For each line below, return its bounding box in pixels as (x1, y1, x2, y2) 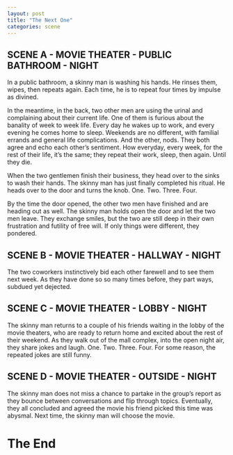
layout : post (7, 10, 45, 17)
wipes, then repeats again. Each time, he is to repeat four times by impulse (7, 85, 221, 94)
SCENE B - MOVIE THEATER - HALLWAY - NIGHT (7, 249, 221, 261)
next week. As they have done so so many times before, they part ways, (7, 275, 214, 283)
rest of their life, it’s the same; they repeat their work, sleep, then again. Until (7, 151, 226, 159)
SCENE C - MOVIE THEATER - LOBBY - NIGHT (7, 303, 207, 315)
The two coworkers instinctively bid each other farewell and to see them (7, 268, 214, 276)
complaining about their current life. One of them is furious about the (7, 114, 204, 122)
